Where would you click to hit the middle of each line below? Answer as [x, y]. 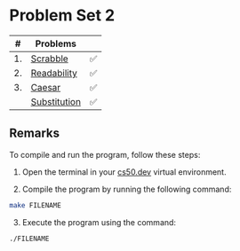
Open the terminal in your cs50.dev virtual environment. [124, 172]
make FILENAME [36, 205]
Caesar [46, 87]
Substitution [56, 101]
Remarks [35, 133]
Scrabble [49, 59]
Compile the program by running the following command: [127, 189]
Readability [54, 73]
